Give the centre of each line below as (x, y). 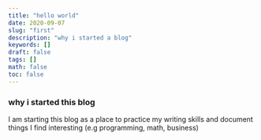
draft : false (30, 52)
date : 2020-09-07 (37, 23)
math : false (28, 67)
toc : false (26, 74)
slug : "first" (32, 30)
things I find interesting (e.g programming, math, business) (104, 127)
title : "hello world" (44, 15)
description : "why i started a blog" (70, 38)
